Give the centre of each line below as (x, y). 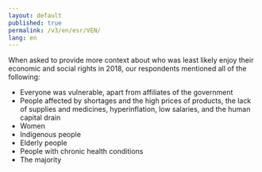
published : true (35, 23)
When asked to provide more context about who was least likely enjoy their (131, 60)
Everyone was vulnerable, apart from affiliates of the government (126, 93)
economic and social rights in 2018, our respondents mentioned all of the (127, 69)
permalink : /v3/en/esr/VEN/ (55, 30)
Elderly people (43, 143)
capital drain (40, 118)
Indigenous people (50, 135)
